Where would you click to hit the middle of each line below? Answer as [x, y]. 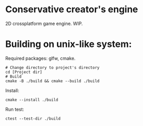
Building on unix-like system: [69, 44]
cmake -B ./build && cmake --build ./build [53, 81]
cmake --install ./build [32, 100]
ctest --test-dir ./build [33, 118]
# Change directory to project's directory [53, 67]
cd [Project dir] [24, 72]
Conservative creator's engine [72, 9]
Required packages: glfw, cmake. [40, 58]
